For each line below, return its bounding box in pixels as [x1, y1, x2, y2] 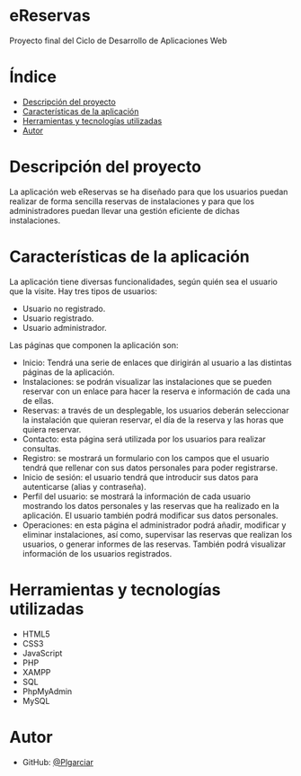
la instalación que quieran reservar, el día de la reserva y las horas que [22, 415, 285, 425]
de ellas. [22, 395, 54, 406]
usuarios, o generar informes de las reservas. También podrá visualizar [22, 539, 287, 549]
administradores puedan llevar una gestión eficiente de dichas [9, 205, 240, 216]
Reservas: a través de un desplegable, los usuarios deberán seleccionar [22, 405, 289, 415]
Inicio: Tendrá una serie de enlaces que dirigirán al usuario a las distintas [22, 357, 292, 368]
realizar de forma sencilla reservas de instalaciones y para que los [9, 195, 254, 207]
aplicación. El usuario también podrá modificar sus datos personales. [22, 510, 279, 521]
